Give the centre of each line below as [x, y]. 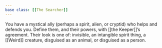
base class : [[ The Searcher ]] [37, 10]
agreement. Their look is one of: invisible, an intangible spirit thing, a [75, 34]
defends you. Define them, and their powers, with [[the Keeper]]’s [73, 29]
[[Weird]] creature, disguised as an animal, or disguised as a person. [76, 40]
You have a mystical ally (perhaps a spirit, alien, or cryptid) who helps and [81, 24]
